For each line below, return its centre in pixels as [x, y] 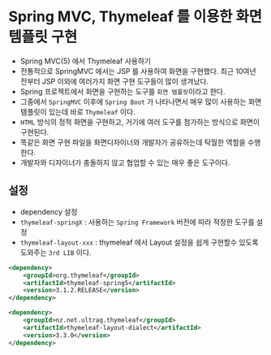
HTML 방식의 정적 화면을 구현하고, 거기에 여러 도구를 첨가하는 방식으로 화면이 [140, 122]
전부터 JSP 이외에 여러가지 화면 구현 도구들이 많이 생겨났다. [114, 81]
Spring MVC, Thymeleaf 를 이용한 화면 [135, 17]
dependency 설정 [49, 211]
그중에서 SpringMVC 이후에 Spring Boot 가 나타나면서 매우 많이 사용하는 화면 [141, 102]
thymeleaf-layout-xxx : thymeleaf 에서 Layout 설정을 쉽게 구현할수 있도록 [139, 242]
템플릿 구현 [43, 37]
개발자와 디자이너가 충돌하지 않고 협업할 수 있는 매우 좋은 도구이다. [125, 162]
